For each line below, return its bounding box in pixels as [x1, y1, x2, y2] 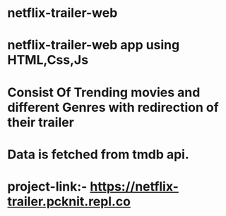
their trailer [7, 114, 74, 130]
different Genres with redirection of [7, 99, 219, 115]
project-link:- [7, 178, 88, 194]
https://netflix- [90, 178, 179, 194]
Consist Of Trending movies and [7, 84, 201, 100]
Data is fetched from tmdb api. [7, 146, 189, 163]
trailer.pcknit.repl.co [7, 193, 131, 209]
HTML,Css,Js [7, 52, 89, 68]
